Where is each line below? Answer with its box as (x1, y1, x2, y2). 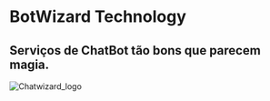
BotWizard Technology (9, 6, 186, 27)
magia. (9, 56, 50, 72)
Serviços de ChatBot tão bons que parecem (9, 43, 261, 58)
